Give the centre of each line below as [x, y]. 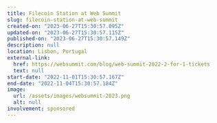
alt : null [27, 102]
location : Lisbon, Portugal [47, 52]
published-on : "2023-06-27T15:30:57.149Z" [69, 39]
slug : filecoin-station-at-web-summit [62, 20]
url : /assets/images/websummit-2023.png [72, 96]
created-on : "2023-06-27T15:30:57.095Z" [66, 26]
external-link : [29, 58]
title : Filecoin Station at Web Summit [64, 13]
